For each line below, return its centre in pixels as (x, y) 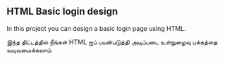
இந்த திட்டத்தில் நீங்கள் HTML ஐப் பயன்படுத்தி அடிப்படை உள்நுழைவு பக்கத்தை (112, 42)
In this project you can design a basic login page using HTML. (96, 28)
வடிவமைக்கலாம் (29, 50)
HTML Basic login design (62, 12)
